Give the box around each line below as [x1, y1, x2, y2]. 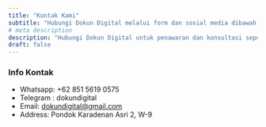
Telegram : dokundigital [19, 93, 97, 103]
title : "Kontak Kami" [8, 11, 80, 20]
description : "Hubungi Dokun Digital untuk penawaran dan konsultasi [8, 33, 243, 42]
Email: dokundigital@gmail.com [19, 102, 123, 111]
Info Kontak [8, 67, 54, 78]
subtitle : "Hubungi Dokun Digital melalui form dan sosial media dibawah [8, 19, 257, 27]
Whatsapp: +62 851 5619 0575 [19, 84, 120, 95]
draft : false [8, 41, 51, 49]
